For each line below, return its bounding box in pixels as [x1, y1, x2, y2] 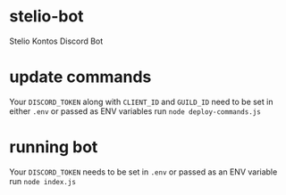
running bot [9, 137, 98, 158]
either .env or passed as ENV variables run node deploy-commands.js [9, 105, 261, 117]
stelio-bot [9, 6, 84, 27]
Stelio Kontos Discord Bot [9, 36, 104, 46]
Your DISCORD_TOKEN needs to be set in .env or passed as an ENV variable [9, 167, 278, 177]
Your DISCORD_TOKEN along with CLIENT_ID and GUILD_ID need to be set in [9, 96, 273, 107]
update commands [9, 67, 152, 87]
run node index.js [9, 175, 76, 186]
